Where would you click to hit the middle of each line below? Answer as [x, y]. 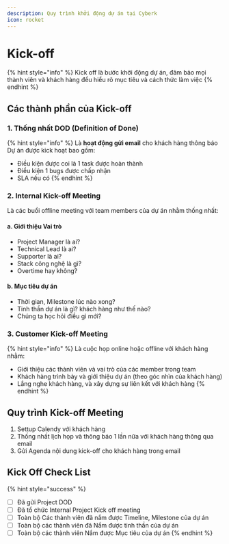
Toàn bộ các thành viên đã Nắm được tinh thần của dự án [98, 525]
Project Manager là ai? [49, 242]
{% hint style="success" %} [47, 489]
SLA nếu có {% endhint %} [55, 178]
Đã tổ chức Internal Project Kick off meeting [79, 510]
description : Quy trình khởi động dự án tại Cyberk [82, 13]
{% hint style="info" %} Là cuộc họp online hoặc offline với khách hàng [108, 349]
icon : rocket [26, 20]
